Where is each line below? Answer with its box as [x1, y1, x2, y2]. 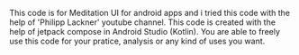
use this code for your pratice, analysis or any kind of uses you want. [9, 35, 266, 46]
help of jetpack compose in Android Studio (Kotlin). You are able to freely [9, 27, 281, 36]
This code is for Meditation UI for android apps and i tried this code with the [9, 8, 291, 18]
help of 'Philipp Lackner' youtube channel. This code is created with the [9, 17, 276, 27]
